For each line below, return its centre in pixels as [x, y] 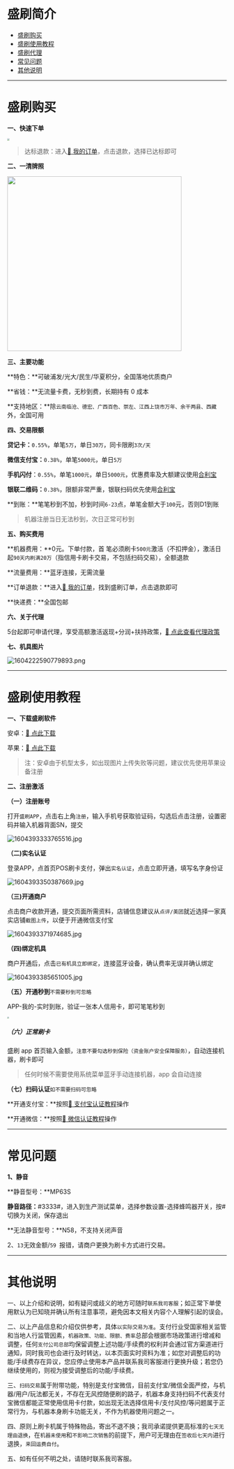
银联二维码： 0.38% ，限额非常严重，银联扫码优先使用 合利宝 [91, 489]
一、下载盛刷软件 [32, 718]
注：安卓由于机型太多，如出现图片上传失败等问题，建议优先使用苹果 [122, 763]
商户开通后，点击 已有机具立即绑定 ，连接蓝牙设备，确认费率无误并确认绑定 [110, 963]
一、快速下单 [25, 128]
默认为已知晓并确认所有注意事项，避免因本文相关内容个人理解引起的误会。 [120, 1312]
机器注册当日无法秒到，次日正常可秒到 [79, 519]
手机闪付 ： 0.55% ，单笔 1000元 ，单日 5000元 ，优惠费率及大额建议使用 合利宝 [112, 475]
